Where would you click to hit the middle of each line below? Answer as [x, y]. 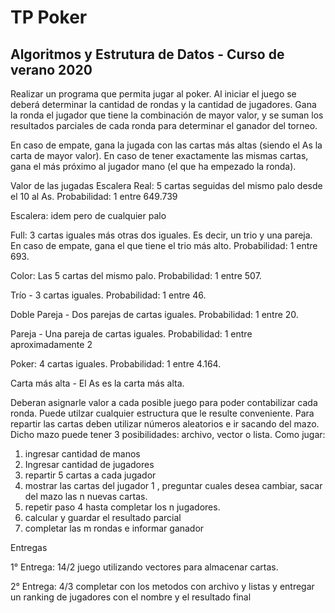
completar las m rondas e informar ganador [114, 528]
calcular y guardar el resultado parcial [103, 517]
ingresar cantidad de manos [82, 454]
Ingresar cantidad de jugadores [89, 464]
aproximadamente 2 [51, 344]
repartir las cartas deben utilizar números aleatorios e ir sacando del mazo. [165, 424]
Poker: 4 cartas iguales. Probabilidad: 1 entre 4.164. [116, 364]
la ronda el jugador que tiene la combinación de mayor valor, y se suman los [167, 115]
